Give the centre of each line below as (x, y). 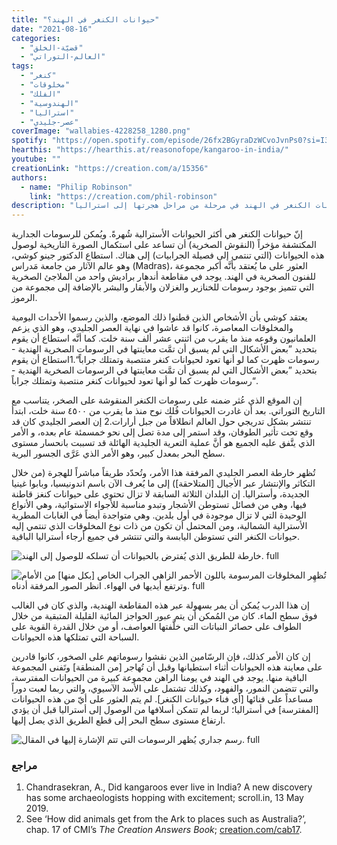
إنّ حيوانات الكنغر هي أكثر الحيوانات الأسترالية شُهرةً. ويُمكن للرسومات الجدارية (157, 234)
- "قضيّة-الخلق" (52, 47)
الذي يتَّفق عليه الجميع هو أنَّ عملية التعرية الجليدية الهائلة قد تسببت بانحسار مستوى (163, 443)
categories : (36, 38)
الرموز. (24, 298)
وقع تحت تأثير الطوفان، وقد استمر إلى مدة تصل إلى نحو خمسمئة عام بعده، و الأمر (162, 432)
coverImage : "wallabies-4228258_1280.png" (101, 131)
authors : (29, 177)
